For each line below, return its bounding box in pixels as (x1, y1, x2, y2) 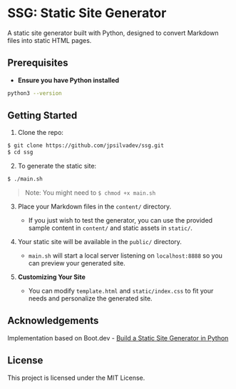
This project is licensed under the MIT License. (7, 373, 145, 382)
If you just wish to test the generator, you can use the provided (28, 216, 212, 225)
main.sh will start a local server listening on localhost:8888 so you (28, 251, 223, 260)
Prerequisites (7, 57, 68, 69)
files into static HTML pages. (7, 36, 92, 44)
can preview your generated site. (28, 259, 126, 268)
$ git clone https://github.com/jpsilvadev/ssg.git (7, 142, 164, 149)
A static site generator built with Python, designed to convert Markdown (7, 29, 219, 37)
